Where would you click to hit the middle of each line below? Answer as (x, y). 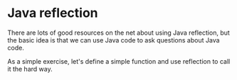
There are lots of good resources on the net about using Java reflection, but (118, 33)
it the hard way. (30, 69)
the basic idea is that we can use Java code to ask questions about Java (114, 40)
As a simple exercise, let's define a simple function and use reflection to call (119, 61)
